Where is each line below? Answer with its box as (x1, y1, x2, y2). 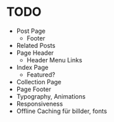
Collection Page (16, 77, 62, 86)
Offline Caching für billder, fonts (16, 107, 107, 115)
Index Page (16, 63, 49, 71)
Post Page (16, 27, 46, 35)
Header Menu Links (26, 56, 83, 64)
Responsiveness (16, 99, 63, 108)
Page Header (16, 49, 54, 57)
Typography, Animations (16, 92, 86, 100)
